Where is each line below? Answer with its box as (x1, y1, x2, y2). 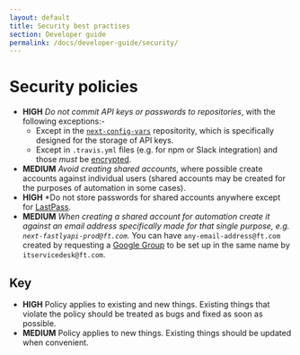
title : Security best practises (9, 22, 130, 30)
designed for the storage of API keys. (35, 135, 174, 146)
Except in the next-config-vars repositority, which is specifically (35, 126, 275, 136)
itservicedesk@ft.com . (22, 249, 106, 260)
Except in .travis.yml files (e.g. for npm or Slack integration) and (35, 144, 278, 155)
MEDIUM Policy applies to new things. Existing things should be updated (22, 328, 292, 338)
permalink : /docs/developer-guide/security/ (9, 38, 179, 48)
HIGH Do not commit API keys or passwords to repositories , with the (22, 107, 276, 117)
